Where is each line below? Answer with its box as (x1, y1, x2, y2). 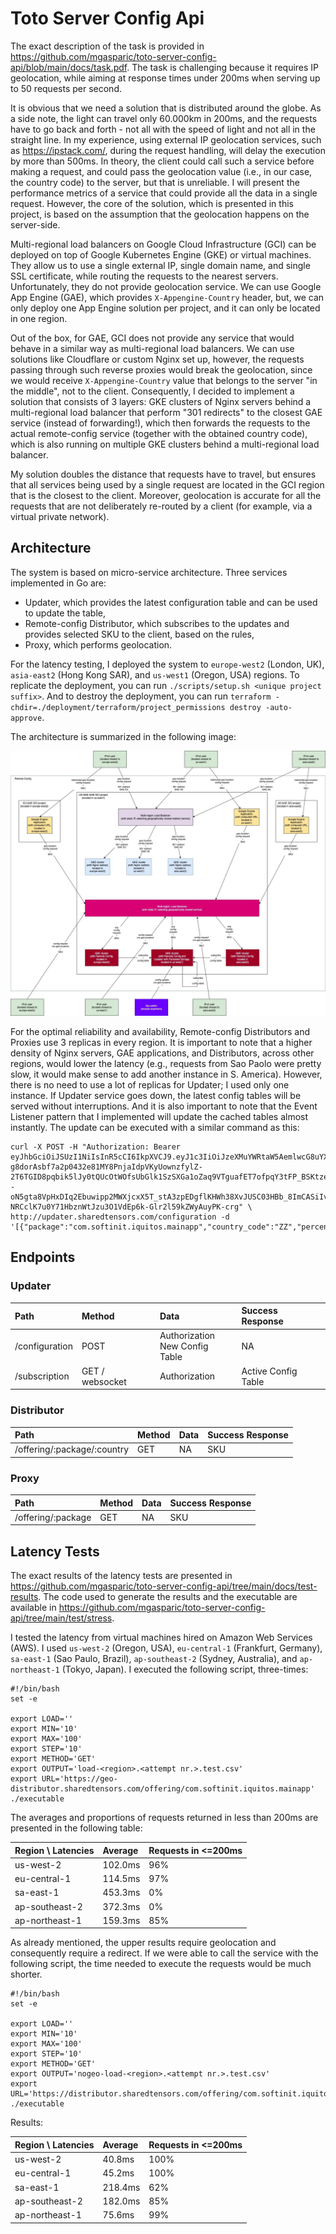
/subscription (14, 1370, 70, 1382)
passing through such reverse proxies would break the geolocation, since (10, 363, 313, 376)
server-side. (10, 218, 61, 231)
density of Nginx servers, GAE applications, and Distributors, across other (10, 1047, 315, 1059)
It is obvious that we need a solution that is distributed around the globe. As (10, 102, 322, 114)
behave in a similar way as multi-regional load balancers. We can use (10, 342, 295, 354)
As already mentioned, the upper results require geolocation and (10, 1937, 277, 1949)
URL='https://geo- (41, 1774, 118, 1784)
